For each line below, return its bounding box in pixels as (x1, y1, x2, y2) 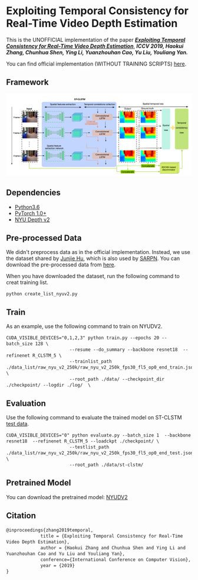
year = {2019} (40, 562, 75, 568)
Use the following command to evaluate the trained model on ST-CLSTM (6, 413, 182, 421)
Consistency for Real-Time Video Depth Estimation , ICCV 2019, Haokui (6, 43, 184, 50)
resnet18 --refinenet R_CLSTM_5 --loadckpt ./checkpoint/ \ (6, 438, 160, 444)
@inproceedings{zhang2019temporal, (6, 527, 94, 533)
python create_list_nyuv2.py (6, 291, 78, 297)
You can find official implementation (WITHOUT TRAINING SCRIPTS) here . (6, 60, 187, 67)
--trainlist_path (69, 359, 112, 364)
